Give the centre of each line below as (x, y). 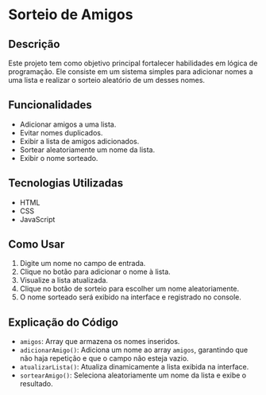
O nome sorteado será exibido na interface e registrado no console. (131, 297)
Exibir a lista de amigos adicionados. (79, 141)
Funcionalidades (50, 105)
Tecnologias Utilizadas (66, 184)
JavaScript (37, 219)
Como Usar (37, 244)
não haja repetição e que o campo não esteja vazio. (104, 358)
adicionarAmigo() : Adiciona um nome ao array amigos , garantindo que (134, 350)
